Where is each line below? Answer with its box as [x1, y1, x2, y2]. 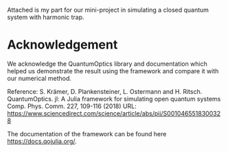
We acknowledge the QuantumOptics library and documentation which [7, 60, 208, 68]
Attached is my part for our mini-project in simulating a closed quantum [7, 6, 209, 14]
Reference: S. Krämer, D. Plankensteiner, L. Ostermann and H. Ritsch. [7, 87, 203, 95]
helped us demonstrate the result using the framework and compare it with [7, 66, 219, 75]
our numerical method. [7, 74, 72, 82]
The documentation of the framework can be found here [7, 129, 167, 138]
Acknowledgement [7, 37, 118, 53]
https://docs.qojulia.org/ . [7, 137, 77, 145]
